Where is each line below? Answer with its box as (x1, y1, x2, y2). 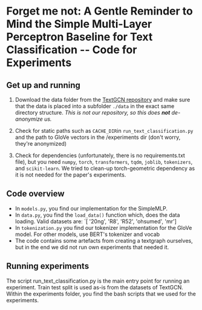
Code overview (6, 189, 65, 199)
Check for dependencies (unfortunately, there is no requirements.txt (15, 152, 186, 159)
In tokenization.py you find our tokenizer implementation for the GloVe (15, 224, 192, 231)
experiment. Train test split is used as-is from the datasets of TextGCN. (6, 283, 183, 291)
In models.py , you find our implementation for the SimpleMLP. (15, 204, 168, 212)
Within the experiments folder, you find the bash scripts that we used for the (6, 290, 197, 297)
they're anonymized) (15, 140, 67, 147)
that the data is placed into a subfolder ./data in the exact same (15, 103, 175, 110)
